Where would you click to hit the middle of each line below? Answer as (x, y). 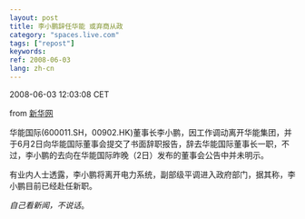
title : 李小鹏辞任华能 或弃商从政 (66, 26)
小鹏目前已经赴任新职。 (53, 185)
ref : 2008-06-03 (40, 60)
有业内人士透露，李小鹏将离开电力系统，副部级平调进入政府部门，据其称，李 (152, 174)
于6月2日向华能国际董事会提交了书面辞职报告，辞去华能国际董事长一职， (146, 144)
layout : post (34, 18)
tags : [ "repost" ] (42, 43)
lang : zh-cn (32, 69)
